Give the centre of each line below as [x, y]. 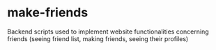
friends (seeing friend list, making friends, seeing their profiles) [98, 38]
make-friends [48, 13]
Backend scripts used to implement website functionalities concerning [108, 32]
